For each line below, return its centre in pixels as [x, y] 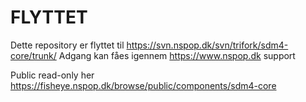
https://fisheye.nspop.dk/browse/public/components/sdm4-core [143, 85]
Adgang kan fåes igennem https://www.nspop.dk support [177, 55]
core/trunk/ [33, 55]
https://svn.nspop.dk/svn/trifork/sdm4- [207, 45]
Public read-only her [52, 75]
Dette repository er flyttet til [67, 45]
